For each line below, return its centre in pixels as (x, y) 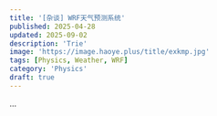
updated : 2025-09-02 (49, 35)
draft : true (32, 78)
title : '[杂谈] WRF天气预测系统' (67, 18)
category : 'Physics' (49, 69)
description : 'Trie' (49, 43)
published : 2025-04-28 (52, 26)
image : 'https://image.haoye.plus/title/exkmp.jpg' (109, 52)
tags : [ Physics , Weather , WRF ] (69, 60)
